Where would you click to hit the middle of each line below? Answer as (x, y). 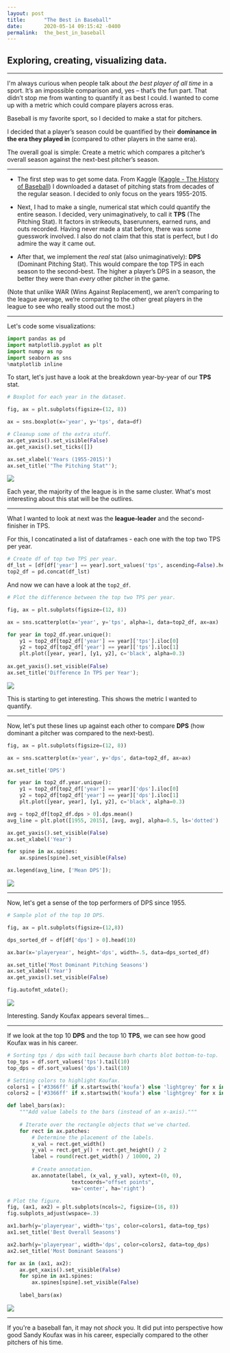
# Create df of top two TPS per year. (62, 559)
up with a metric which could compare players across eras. (90, 105)
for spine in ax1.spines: (56, 1276)
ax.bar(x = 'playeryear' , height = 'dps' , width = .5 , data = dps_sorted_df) (108, 952)
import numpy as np (35, 351)
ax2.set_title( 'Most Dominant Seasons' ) (66, 1251)
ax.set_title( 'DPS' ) (37, 770)
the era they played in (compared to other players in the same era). (102, 139)
